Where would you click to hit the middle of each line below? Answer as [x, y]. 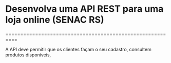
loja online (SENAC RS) [55, 20]
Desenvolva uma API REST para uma [84, 9]
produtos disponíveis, [28, 55]
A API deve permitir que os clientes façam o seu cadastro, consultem [78, 49]
